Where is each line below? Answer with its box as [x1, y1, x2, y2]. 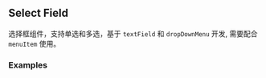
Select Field [8, 6, 68, 20]
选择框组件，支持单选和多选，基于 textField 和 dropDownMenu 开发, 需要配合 [8, 28, 259, 39]
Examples [8, 60, 48, 71]
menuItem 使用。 [8, 39, 61, 48]
